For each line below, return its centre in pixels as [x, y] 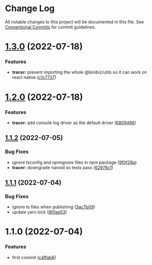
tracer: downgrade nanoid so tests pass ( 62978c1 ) [63, 167]
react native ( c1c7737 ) [34, 78]
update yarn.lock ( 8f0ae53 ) [39, 212]
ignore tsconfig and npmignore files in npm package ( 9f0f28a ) [74, 162]
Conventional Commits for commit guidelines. [50, 27]
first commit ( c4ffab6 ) [34, 257]
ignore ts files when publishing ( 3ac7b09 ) [53, 207]
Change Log [30, 8]
